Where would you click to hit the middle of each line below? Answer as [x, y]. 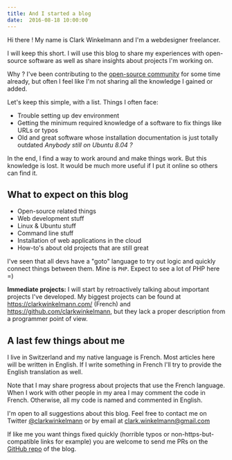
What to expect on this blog [68, 194]
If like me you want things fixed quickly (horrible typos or [88, 434]
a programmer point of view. [47, 319]
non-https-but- [193, 434]
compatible [23, 442]
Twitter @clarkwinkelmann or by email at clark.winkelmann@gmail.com [108, 421]
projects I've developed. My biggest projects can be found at [94, 297]
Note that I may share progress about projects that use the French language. [116, 385]
